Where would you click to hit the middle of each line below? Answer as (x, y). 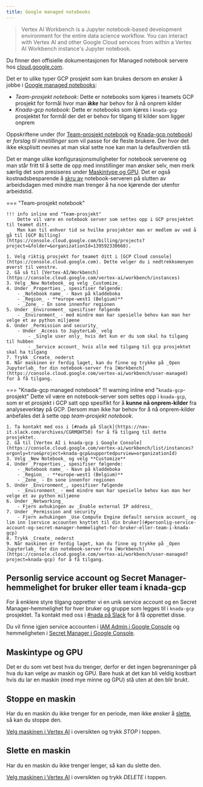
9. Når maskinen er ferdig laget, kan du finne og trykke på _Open (93, 544)
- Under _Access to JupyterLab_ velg (65, 331)
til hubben (20, 341)
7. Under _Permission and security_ (52, 512)
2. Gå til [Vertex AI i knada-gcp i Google (62, 443)
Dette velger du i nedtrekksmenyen (149, 262)
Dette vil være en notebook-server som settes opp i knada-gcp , (108, 396)
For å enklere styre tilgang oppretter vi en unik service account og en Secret (101, 602)
